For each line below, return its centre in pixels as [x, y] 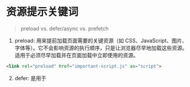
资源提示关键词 [42, 12]
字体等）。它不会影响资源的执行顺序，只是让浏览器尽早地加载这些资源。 [101, 48]
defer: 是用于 [30, 78]
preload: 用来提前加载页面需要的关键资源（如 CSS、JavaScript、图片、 [101, 40]
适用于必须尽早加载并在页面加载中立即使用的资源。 [76, 55]
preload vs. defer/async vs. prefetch [64, 28]
